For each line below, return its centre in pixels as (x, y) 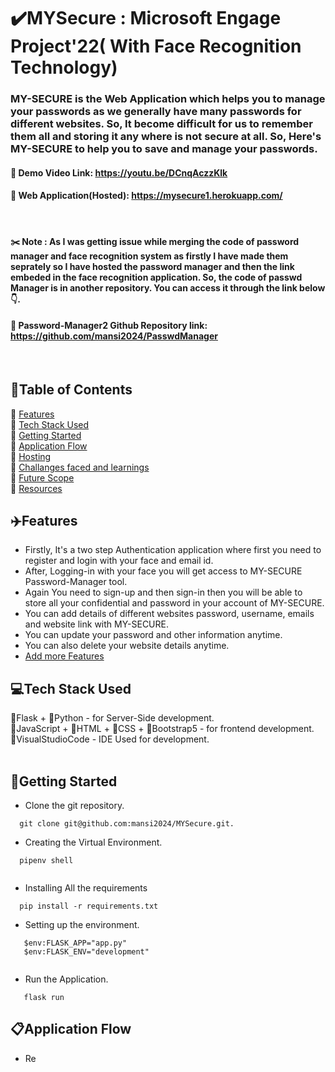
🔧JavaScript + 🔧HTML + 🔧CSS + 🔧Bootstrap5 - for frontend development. (162, 729)
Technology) (64, 67)
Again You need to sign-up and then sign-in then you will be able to (163, 592)
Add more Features (64, 656)
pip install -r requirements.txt (89, 906)
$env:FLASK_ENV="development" (86, 951)
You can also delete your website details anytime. (127, 646)
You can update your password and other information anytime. (153, 635)
